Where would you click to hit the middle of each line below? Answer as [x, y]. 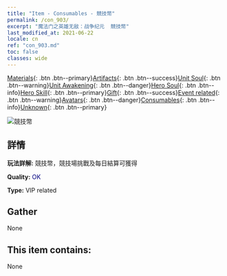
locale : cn [23, 39]
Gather [22, 212]
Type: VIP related [32, 190]
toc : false [23, 52]
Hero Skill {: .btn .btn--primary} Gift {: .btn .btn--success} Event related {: [120, 92]
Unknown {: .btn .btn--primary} [64, 107]
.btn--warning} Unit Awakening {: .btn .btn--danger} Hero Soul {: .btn [102, 85]
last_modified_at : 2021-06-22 [51, 33]
